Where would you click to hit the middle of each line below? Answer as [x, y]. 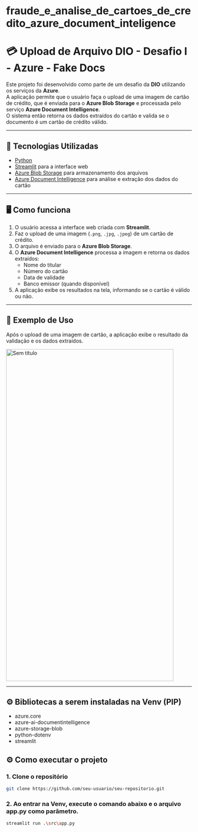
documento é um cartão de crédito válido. [57, 122]
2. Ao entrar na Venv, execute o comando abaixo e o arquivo [94, 804]
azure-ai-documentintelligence [52, 722]
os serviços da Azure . [33, 91]
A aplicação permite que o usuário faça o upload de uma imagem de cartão [98, 97]
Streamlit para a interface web [51, 166]
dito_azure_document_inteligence [91, 23]
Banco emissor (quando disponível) [67, 284]
